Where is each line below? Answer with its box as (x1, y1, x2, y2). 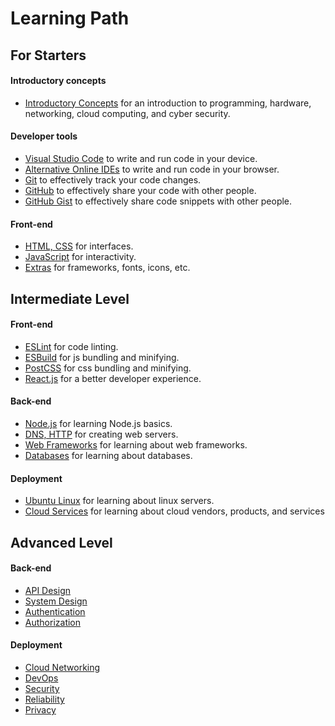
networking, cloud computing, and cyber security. (24, 107, 231, 119)
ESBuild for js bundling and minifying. (24, 351, 180, 363)
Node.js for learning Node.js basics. (24, 417, 173, 429)
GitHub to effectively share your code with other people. (24, 184, 257, 196)
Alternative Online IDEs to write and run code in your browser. (24, 163, 280, 175)
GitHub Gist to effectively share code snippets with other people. (24, 195, 293, 207)
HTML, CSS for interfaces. (24, 240, 134, 252)
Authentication (24, 605, 86, 617)
